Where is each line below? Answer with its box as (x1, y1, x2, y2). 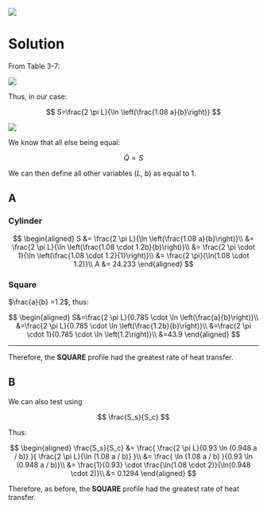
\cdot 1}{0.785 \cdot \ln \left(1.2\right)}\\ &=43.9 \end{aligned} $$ (26, 329, 241, 339)
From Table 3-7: (8, 61, 60, 71)
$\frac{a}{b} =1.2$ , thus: (8, 297, 89, 306)
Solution (8, 35, 65, 53)
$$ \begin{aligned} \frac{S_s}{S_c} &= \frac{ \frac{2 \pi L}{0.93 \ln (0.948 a (10, 443, 257, 452)
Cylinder (8, 215, 42, 226)
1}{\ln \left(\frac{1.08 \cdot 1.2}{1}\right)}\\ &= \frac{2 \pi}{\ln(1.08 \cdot (17, 250, 250, 260)
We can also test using (8, 396, 83, 406)
